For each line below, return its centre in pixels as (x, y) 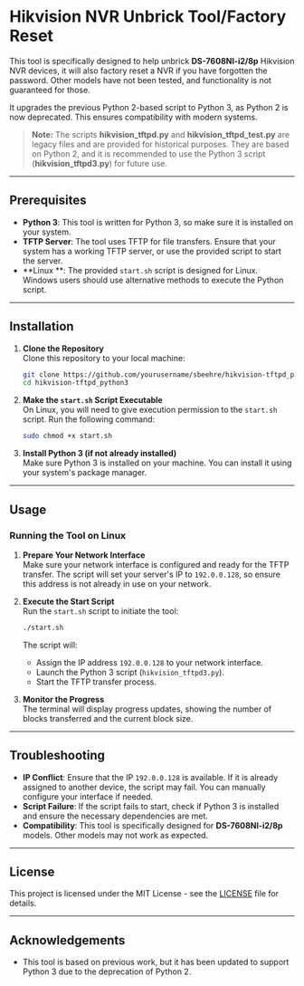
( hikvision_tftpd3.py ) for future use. (100, 163)
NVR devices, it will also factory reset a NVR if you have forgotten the (138, 71)
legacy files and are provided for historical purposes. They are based (160, 144)
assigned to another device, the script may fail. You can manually (144, 787)
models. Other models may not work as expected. (115, 835)
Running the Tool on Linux (68, 535)
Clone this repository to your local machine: (104, 358)
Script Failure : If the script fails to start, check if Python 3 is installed (151, 806)
